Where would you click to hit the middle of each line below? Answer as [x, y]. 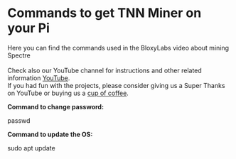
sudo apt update [31, 148]
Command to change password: [56, 106]
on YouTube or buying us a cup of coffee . [68, 93]
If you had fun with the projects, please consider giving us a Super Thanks [116, 85]
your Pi [28, 28]
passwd [19, 120]
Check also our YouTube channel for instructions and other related [105, 70]
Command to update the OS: [50, 134]
